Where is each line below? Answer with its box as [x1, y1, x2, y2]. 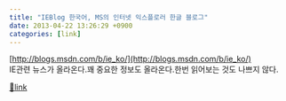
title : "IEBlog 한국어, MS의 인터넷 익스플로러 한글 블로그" [9, 12, 209, 22]
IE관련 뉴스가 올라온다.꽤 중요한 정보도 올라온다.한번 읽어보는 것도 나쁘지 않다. [9, 64, 279, 75]
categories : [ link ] [9, 29, 82, 38]
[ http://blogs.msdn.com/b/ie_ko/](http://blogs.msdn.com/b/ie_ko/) [9, 54, 251, 65]
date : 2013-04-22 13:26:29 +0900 [9, 21, 133, 30]
